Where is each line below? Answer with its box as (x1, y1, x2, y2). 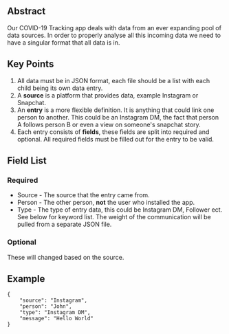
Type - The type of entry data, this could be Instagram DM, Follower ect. (17, 205, 223, 214)
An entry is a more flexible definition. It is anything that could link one (17, 106, 215, 114)
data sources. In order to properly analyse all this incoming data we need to (7, 31, 221, 39)
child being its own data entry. (17, 84, 103, 92)
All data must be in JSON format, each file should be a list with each (17, 76, 210, 85)
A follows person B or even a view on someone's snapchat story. (17, 120, 201, 129)
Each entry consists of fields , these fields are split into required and (17, 127, 210, 136)
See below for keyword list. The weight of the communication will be (17, 213, 211, 221)
